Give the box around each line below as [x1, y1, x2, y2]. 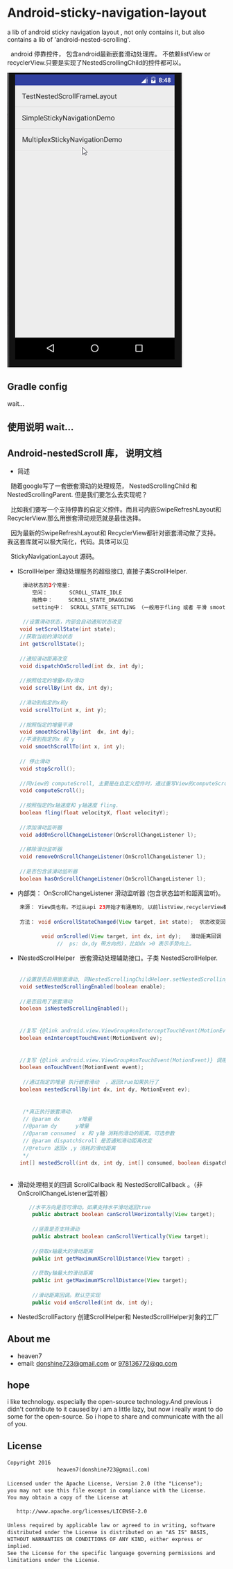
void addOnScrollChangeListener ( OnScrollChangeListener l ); [19, 831, 197, 838]
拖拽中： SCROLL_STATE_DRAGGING [32, 597, 134, 604]
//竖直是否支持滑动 [32, 1226, 80, 1233]
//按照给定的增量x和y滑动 [19, 677, 85, 684]
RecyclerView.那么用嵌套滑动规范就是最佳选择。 [7, 514, 145, 522]
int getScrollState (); [19, 640, 85, 647]
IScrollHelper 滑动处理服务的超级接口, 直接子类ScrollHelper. [17, 567, 187, 575]
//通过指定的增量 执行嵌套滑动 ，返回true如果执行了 [22, 1079, 159, 1086]
